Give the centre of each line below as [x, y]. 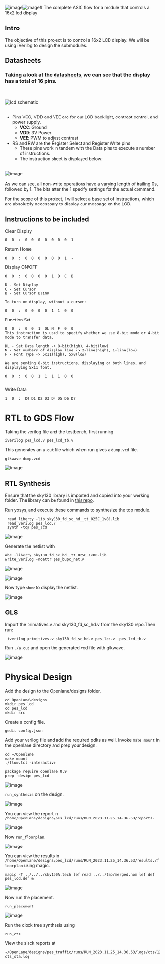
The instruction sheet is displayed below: [61, 159]
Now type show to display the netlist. [41, 588]
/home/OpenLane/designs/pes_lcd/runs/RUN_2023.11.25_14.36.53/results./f [82, 860]
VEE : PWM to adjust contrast [49, 138]
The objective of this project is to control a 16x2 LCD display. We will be [77, 40]
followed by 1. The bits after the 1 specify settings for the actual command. [80, 189]
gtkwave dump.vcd [23, 459]
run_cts [13, 934]
